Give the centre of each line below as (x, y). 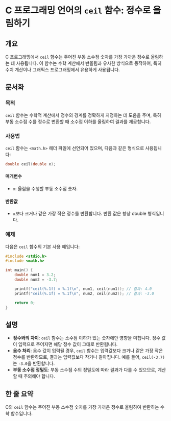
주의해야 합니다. (39, 376)
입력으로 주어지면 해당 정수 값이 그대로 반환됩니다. (68, 344)
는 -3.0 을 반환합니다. (34, 363)
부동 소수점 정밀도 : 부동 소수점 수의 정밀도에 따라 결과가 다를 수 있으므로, (84, 370)
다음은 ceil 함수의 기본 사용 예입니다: (43, 246)
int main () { (19, 270)
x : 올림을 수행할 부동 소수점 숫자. (45, 189)
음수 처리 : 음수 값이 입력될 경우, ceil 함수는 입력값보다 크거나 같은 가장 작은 (88, 351)
